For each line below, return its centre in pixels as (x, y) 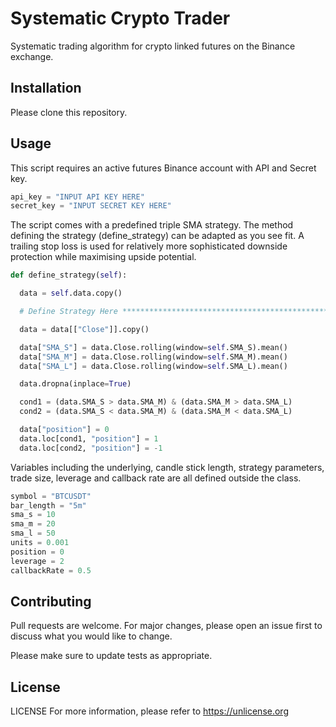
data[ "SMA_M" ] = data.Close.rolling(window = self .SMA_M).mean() (153, 357)
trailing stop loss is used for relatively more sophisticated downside (149, 246)
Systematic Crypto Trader (120, 18)
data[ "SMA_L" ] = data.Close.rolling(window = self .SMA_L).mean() (153, 366)
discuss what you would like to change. (91, 636)
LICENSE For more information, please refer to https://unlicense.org (149, 711)
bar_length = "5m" (48, 505)
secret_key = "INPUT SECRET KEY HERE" (91, 206)
